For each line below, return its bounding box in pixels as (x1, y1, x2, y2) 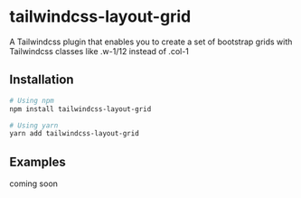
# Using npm (9, 96, 54, 105)
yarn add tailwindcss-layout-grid (9, 129, 140, 138)
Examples (9, 154, 66, 169)
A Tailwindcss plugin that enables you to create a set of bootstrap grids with (9, 36, 293, 47)
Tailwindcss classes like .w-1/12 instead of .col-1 (9, 45, 190, 56)
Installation (9, 72, 74, 88)
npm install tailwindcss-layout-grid (9, 104, 152, 114)
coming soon (9, 178, 59, 189)
